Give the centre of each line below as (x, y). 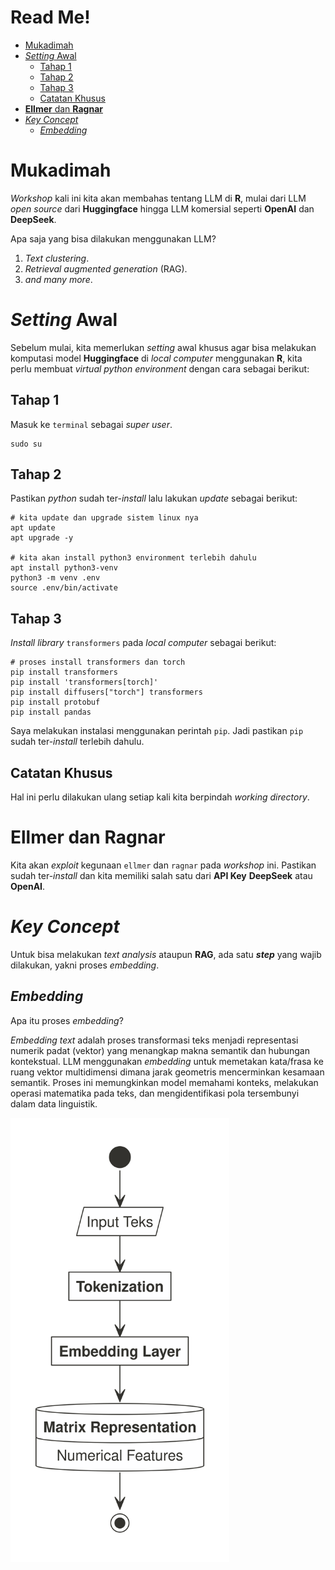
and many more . (58, 279)
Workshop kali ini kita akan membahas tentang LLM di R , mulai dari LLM (158, 198)
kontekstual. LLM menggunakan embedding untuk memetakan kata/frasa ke (167, 1061)
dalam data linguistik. (54, 1103)
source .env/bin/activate (64, 588)
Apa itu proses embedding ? (67, 1020)
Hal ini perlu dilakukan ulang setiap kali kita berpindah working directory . (160, 797)
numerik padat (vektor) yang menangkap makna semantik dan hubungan (160, 1050)
